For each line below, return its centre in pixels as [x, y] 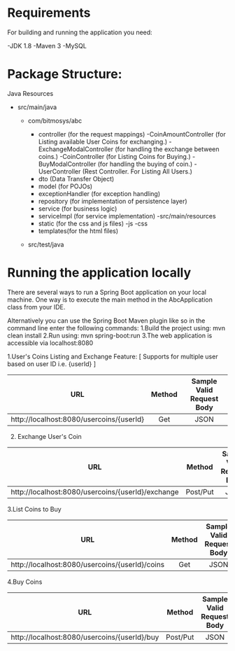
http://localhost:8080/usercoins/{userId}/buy [85, 637]
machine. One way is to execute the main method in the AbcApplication [110, 300]
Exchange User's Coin [49, 436]
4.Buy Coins [25, 582]
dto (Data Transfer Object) [76, 178]
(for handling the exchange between [167, 149]
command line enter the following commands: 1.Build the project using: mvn [116, 328]
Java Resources [30, 93]
